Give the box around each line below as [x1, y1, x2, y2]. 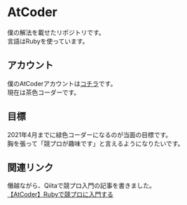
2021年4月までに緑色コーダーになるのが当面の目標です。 [7, 130, 172, 139]
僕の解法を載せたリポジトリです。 [7, 28, 105, 36]
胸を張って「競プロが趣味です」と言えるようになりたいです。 [7, 139, 184, 148]
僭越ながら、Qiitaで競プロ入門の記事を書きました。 [7, 181, 155, 190]
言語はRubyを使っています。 [7, 36, 89, 45]
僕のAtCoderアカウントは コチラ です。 [7, 79, 117, 87]
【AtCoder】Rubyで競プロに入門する [7, 190, 114, 199]
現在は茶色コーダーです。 [7, 88, 81, 97]
